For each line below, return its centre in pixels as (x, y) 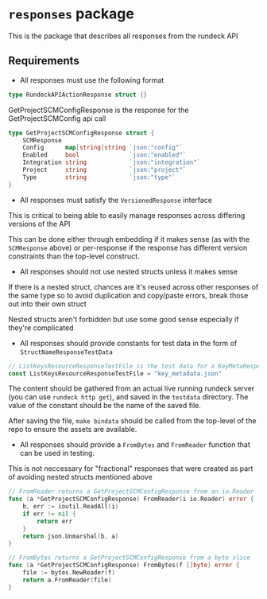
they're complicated (41, 328)
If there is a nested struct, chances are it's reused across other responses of (133, 286)
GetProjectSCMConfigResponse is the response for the (99, 110)
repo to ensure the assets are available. (73, 430)
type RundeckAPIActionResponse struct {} (78, 95)
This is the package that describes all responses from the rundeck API (123, 36)
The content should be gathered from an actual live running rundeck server (132, 389)
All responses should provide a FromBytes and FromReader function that (135, 445)
